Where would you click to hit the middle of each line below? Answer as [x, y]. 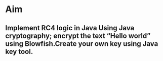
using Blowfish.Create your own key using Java [82, 44]
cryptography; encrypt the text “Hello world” [78, 36]
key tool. [19, 51]
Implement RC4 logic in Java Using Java [70, 28]
